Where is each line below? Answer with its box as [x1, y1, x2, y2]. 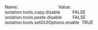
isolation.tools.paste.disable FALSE [4, 15, 86, 20]
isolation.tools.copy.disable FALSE [4, 9, 86, 15]
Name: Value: [4, 4, 72, 10]
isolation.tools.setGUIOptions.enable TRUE [4, 19, 94, 25]
